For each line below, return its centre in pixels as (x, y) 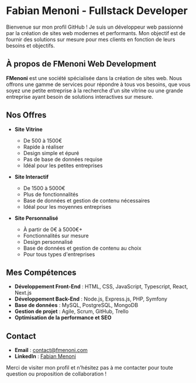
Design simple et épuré (51, 153)
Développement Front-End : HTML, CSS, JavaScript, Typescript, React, (101, 287)
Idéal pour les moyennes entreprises (67, 206)
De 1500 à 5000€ (44, 188)
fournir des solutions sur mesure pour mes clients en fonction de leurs (91, 39)
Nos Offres (26, 115)
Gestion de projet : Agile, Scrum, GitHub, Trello (71, 312)
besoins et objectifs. (30, 46)
